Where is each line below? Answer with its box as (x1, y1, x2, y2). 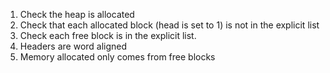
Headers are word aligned (19, 40, 128, 52)
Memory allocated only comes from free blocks (19, 51, 216, 63)
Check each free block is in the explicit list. (19, 30, 197, 41)
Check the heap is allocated (19, 9, 135, 20)
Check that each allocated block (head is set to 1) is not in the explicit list (19, 19, 320, 31)
